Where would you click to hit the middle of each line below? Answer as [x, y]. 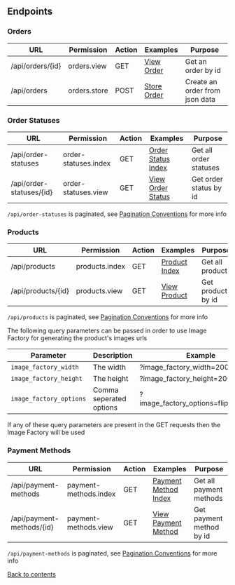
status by [207, 187]
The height [111, 379]
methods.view [90, 527]
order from [203, 90]
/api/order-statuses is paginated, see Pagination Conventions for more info [117, 214]
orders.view [87, 66]
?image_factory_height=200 [186, 379]
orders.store [88, 90]
